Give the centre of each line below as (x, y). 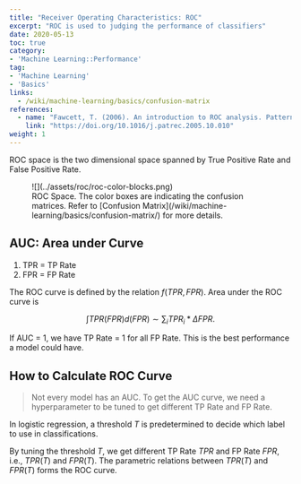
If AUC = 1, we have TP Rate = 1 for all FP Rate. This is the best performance (150, 338)
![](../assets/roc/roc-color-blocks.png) (102, 186)
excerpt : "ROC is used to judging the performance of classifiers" (138, 26)
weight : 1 (28, 134)
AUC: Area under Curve (77, 243)
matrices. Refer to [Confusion (86, 205)
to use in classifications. (54, 434)
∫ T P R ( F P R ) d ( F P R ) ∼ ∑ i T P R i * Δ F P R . (150, 320)
